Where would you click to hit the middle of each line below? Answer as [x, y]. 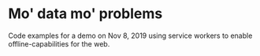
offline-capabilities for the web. [59, 43]
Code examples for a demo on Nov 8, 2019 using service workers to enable [130, 35]
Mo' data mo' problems [85, 14]
